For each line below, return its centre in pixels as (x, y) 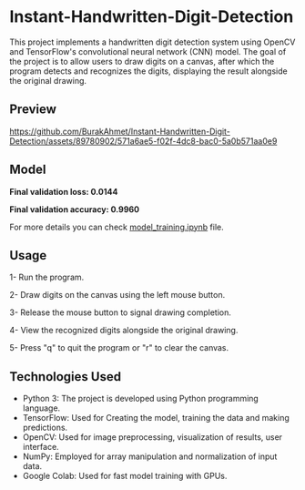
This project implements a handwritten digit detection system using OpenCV (152, 42)
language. (41, 408)
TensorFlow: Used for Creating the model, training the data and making (156, 418)
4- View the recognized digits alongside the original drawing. (124, 331)
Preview (33, 110)
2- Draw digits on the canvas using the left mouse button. (117, 295)
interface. (41, 447)
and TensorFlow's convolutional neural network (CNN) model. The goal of (148, 51)
